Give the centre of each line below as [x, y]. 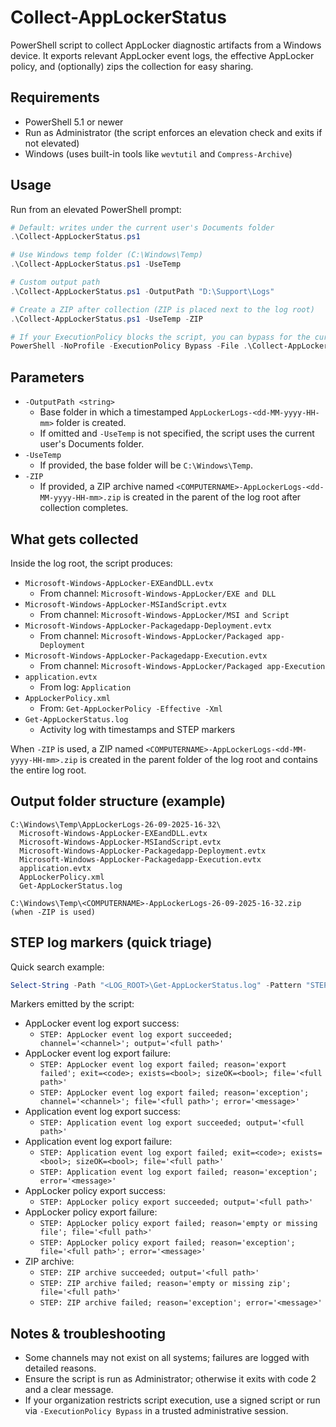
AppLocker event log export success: [102, 1023]
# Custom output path [55, 282]
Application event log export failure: [98, 1142]
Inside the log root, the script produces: [91, 563]
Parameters [47, 377]
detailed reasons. [60, 1368]
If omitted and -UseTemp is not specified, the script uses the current [177, 433]
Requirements [55, 97]
